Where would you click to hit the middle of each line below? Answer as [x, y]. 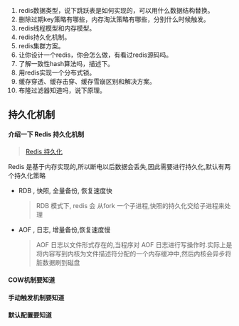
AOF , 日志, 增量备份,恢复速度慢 [64, 229]
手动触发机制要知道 [36, 298]
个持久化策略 [27, 175]
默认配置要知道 [30, 315]
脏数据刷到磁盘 [58, 262]
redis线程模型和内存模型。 [57, 28]
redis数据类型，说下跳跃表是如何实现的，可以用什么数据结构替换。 [116, 10]
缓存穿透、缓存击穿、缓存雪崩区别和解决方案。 [87, 81]
